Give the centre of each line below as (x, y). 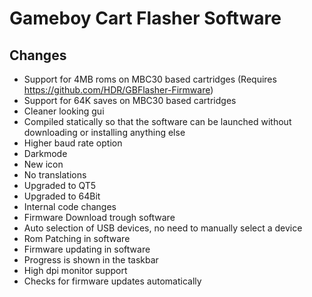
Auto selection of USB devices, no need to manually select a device (163, 228)
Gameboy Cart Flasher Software (145, 18)
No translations (55, 175)
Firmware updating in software (87, 249)
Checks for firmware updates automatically (112, 281)
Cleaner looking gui (64, 111)
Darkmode (45, 153)
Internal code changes (70, 206)
